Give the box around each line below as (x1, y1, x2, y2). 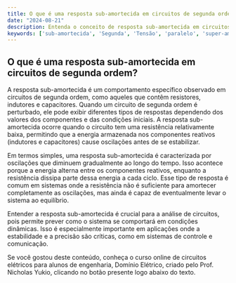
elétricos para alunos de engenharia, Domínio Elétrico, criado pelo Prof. (7, 261, 214, 269)
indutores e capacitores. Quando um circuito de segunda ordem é (7, 100, 198, 109)
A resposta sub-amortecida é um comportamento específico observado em (7, 86, 226, 94)
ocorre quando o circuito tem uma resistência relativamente (41, 123, 214, 131)
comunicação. (7, 239, 49, 248)
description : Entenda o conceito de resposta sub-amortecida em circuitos (7, 23, 231, 30)
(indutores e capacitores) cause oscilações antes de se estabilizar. (7, 138, 200, 146)
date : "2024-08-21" (7, 17, 65, 24)
